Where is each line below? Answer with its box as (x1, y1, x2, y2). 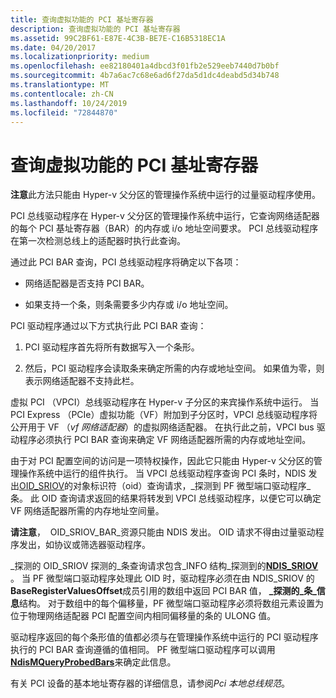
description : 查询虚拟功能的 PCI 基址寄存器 (10, 24, 181, 34)
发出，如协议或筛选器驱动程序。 (18, 539, 151, 551)
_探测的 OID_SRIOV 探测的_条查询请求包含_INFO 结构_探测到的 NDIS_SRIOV (10, 560, 319, 572)
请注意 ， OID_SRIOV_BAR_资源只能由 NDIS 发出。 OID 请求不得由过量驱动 (10, 526, 316, 538)
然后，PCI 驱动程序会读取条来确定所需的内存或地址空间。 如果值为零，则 (24, 362, 325, 375)
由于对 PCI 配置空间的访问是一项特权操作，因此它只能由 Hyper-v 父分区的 (10, 455, 314, 467)
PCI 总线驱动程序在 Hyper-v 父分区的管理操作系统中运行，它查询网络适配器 (10, 210, 320, 222)
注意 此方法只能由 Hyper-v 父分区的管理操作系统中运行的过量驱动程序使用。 (10, 189, 321, 201)
